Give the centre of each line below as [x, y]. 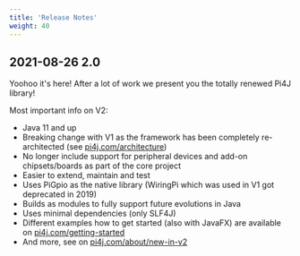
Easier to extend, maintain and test [86, 175]
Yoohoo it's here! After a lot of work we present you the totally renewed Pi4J [150, 84]
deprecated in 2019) [59, 194]
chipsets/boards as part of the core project [102, 166]
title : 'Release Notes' [54, 17]
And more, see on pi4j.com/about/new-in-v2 [105, 242]
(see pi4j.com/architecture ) [117, 147]
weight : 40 [30, 26]
